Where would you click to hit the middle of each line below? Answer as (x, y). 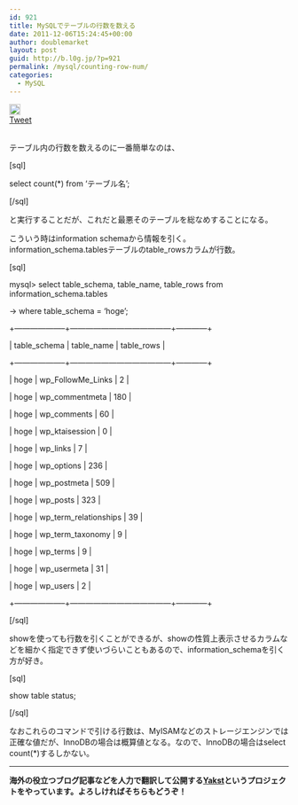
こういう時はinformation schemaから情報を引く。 (100, 238)
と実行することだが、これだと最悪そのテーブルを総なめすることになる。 (141, 219)
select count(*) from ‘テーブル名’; (70, 184)
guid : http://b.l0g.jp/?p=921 (65, 59)
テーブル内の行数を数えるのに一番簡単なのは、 (94, 147)
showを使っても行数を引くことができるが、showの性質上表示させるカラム (145, 638)
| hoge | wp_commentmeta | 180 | (71, 396)
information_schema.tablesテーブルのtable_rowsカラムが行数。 (125, 249)
